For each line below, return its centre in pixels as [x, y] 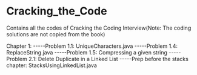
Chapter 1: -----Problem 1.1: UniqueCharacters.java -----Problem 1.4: [92, 46]
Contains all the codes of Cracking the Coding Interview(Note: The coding [99, 28]
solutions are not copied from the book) [56, 34]
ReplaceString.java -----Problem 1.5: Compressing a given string [87, 52]
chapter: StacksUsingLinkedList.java [52, 65]
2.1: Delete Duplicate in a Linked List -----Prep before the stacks [109, 59]
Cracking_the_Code [57, 11]
